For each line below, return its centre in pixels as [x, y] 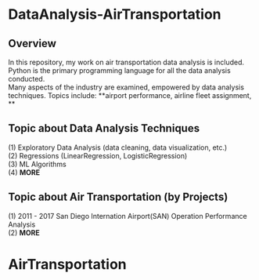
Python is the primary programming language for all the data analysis [119, 71]
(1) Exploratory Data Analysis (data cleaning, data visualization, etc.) [118, 147]
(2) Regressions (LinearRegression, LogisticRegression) [98, 155]
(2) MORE [24, 232]
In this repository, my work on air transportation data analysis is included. [126, 62]
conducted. [27, 79]
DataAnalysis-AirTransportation [115, 15]
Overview [32, 44]
